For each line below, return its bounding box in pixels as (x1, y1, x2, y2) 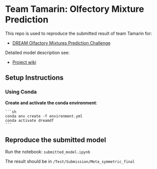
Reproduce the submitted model (5, 136, 106, 144)
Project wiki (12, 59, 37, 65)
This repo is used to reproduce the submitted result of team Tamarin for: (5, 30, 152, 36)
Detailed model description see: (5, 50, 70, 56)
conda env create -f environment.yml (5, 113, 83, 118)
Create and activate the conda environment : (5, 100, 98, 106)
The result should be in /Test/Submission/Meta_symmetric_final (5, 159, 135, 165)
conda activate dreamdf (5, 118, 54, 123)
